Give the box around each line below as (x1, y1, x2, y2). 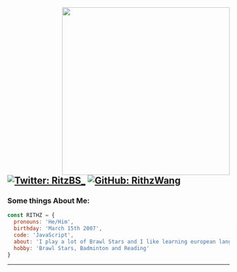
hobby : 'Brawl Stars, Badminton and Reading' (13, 244, 150, 252)
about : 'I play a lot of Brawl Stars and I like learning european (13, 238, 217, 245)
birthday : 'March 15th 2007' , (13, 225, 102, 232)
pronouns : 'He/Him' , (13, 218, 74, 225)
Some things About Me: (7, 196, 90, 206)
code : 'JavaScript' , (13, 231, 74, 239)
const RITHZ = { (7, 212, 55, 219)
